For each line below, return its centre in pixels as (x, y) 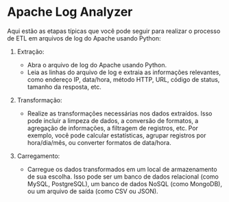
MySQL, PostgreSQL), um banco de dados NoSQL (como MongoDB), (125, 183)
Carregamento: (38, 156)
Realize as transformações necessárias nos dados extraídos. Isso (120, 113)
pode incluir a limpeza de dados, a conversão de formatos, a (113, 120)
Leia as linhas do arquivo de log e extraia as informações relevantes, (124, 72)
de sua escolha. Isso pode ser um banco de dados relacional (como (123, 177)
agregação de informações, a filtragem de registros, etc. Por (113, 128)
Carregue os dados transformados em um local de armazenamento (122, 169)
